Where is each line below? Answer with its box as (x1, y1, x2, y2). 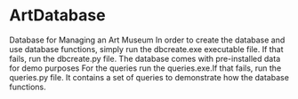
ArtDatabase (9, 5, 106, 26)
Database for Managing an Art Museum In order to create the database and (9, 34, 286, 45)
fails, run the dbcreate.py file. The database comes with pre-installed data (9, 53, 281, 64)
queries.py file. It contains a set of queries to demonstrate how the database (9, 72, 289, 82)
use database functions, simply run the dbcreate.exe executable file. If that (9, 43, 284, 54)
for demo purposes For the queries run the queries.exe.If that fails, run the (9, 63, 282, 73)
